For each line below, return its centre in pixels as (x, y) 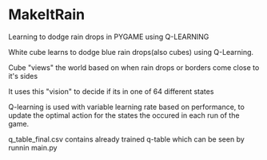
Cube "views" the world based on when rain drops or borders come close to (134, 67)
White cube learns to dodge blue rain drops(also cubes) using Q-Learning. (131, 52)
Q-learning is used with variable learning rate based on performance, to (127, 107)
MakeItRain (47, 15)
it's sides (23, 76)
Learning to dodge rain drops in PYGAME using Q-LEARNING (109, 37)
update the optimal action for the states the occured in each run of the (124, 115)
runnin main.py (33, 147)
